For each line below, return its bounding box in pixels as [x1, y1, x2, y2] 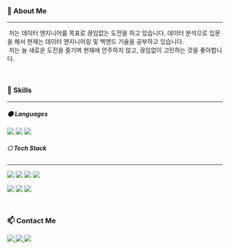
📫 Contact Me [7, 216, 56, 225]
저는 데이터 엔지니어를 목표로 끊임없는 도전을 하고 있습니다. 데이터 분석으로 [8, 29, 208, 37]
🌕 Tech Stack [7, 144, 47, 153]
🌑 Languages [7, 110, 48, 118]
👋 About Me [7, 6, 47, 16]
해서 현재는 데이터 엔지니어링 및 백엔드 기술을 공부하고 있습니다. [14, 38, 184, 46]
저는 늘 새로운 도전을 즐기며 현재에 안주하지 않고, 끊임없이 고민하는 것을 [8, 46, 199, 54]
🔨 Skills [7, 86, 32, 95]
